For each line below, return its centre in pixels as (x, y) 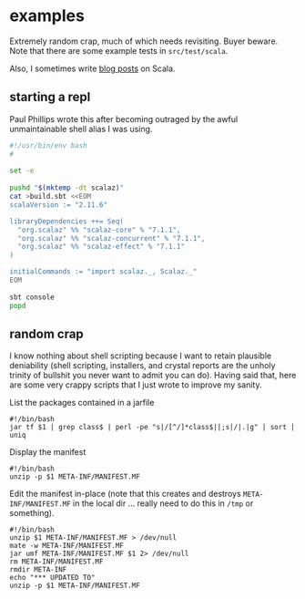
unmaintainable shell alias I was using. (81, 129)
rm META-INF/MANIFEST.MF (56, 562)
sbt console (32, 297)
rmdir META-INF (38, 570)
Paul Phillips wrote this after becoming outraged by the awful (124, 119)
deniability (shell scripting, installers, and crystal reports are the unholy (142, 366)
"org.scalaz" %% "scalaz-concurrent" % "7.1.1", (112, 238)
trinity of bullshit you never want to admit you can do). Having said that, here (153, 376)
